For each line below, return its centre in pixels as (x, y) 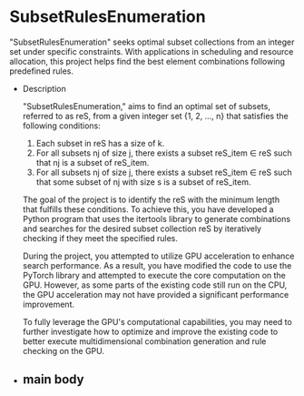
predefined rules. (42, 71)
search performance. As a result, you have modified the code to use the (157, 265)
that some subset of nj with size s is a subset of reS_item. (143, 182)
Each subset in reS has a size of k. (100, 143)
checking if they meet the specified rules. (100, 238)
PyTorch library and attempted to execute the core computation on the (154, 275)
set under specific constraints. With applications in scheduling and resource (152, 51)
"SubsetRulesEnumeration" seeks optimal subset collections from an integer (152, 42)
